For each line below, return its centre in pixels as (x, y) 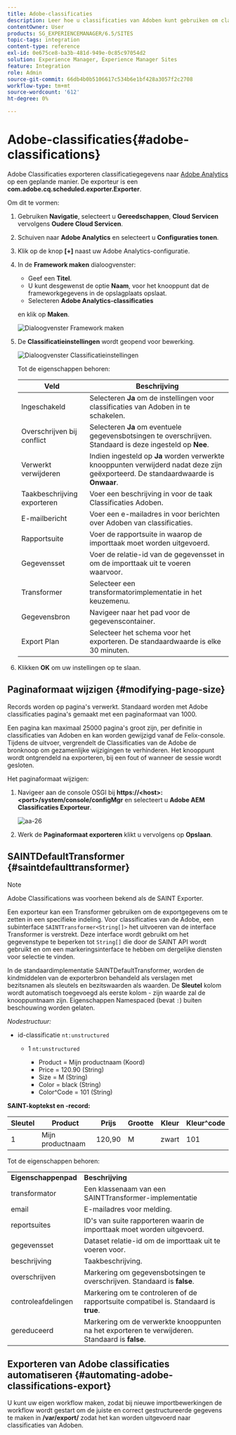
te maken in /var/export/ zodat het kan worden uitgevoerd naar (99, 1418)
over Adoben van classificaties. (141, 522)
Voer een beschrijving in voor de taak (151, 494)
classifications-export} (59, 1386)
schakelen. (107, 416)
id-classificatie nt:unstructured (63, 1035)
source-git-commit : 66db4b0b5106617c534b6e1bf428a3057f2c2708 (100, 79)
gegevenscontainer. (123, 621)
